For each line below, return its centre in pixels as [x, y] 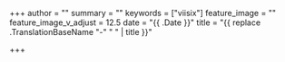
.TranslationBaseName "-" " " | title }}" [81, 32]
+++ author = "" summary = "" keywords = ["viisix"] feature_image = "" [143, 13]
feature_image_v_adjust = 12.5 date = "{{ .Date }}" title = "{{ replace [135, 22]
